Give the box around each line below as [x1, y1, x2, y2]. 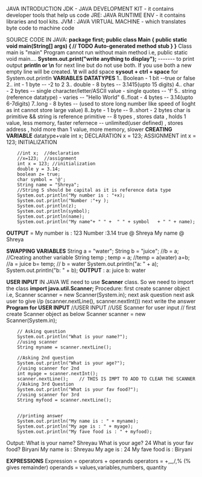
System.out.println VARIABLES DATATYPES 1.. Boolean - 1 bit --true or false [6, 75, 196, 81]
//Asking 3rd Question [17, 381, 74, 387]
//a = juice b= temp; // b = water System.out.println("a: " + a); [6, 261, 159, 267]
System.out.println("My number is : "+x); [17, 192, 125, 198]
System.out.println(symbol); [17, 208, 90, 214]
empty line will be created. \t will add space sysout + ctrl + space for [6, 68, 178, 75]
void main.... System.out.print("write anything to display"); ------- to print [6, 55, 195, 62]
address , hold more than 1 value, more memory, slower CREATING [6, 126, 173, 133]
